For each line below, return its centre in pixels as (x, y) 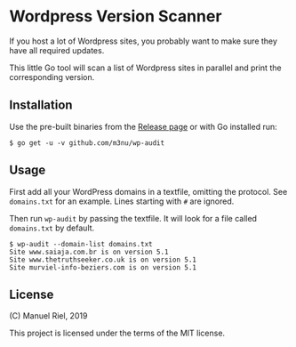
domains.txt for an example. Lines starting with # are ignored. (122, 201)
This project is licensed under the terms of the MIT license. (117, 333)
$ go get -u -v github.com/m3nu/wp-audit (87, 143)
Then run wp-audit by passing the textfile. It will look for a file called (133, 218)
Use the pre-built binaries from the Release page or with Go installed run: (143, 126)
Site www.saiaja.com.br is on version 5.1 (89, 252)
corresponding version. (52, 77)
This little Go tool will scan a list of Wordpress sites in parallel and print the (145, 68)
